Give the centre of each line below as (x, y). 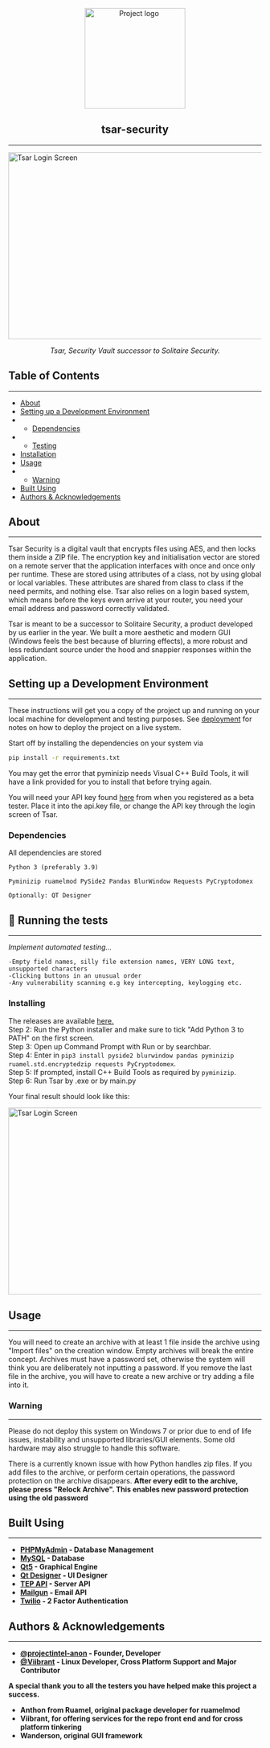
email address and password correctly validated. (89, 609)
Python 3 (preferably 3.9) (53, 868)
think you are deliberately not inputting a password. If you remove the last (130, 1368)
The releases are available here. (61, 1020)
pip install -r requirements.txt (64, 758)
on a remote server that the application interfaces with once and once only (132, 566)
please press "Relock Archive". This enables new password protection (129, 1489)
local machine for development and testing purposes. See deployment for (130, 719)
